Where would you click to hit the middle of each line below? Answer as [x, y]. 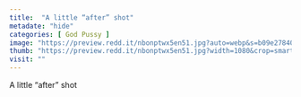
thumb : [21, 51]
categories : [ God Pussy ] [60, 34]
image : [21, 43]
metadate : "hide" [42, 26]
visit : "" [28, 59]
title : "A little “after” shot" [72, 18]
